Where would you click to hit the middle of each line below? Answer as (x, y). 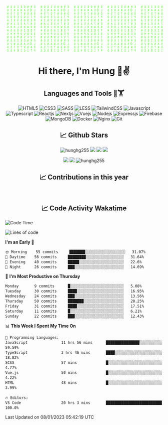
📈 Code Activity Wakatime (84, 208)
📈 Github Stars (84, 135)
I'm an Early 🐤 (20, 242)
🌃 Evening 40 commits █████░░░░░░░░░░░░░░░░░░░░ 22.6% (73, 262)
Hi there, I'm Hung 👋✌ (84, 71)
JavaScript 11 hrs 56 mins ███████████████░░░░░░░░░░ (84, 343)
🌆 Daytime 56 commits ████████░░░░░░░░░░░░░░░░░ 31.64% (74, 257)
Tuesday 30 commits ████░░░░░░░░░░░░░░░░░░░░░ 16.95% (74, 291)
